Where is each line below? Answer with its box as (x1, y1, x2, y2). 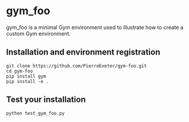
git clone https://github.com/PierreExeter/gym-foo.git (6, 63, 147, 69)
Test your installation (6, 95, 86, 105)
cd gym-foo (6, 68, 33, 74)
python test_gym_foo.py (6, 110, 65, 116)
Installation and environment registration (6, 47, 161, 57)
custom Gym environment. (6, 30, 71, 37)
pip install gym (6, 73, 46, 79)
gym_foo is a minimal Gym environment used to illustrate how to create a (6, 24, 184, 31)
